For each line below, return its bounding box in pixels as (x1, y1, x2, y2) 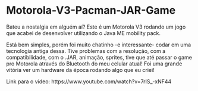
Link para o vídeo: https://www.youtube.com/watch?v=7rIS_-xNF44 (6, 78, 172, 85)
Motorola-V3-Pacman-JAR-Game (6, 4, 176, 17)
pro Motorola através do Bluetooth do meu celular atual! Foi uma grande (6, 60, 183, 67)
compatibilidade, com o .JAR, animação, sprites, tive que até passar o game (6, 54, 192, 61)
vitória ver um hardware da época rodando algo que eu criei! (6, 66, 155, 73)
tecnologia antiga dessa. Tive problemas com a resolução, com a (6, 47, 166, 54)
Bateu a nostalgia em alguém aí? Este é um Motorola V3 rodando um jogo (6, 23, 186, 30)
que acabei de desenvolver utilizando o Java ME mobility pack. (6, 29, 161, 36)
